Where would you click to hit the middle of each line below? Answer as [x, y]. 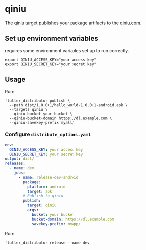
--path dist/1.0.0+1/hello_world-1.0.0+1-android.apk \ [69, 105]
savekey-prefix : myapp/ [56, 224]
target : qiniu [42, 205]
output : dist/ [20, 159]
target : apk [39, 191]
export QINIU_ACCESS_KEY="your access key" [51, 60]
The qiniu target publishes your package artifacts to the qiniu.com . [73, 23]
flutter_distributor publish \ [37, 101]
